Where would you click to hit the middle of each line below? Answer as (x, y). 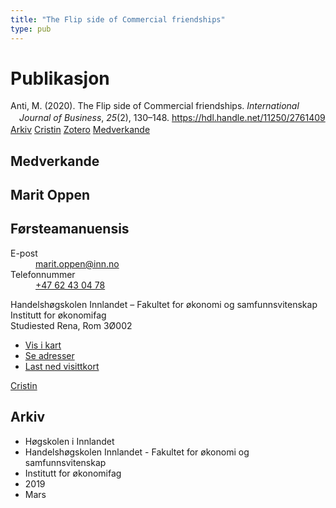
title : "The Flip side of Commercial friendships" (118, 19)
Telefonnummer (43, 274)
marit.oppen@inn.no (77, 263)
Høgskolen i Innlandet (69, 441)
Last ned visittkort (62, 366)
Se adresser (49, 355)
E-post (24, 253)
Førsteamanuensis (70, 229)
